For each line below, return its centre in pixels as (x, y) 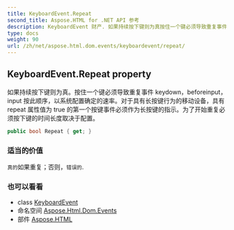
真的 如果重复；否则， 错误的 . (46, 167)
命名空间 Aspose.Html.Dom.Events (67, 210)
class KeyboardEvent (48, 202)
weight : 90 (23, 40)
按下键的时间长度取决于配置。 (56, 118)
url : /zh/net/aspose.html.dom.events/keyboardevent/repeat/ (96, 46)
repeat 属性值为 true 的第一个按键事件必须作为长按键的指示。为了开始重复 (113, 109)
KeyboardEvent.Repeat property (79, 74)
